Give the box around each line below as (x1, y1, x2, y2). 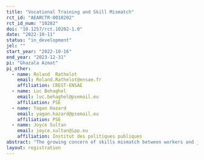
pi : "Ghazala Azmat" (6, 60, 59, 66)
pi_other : (6, 65, 32, 72)
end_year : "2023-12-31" (6, 54, 67, 60)
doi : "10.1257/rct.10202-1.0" (6, 26, 83, 32)
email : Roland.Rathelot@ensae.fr (17, 77, 102, 83)
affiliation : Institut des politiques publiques (17, 133, 143, 140)
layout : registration (6, 144, 61, 151)
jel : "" (6, 43, 26, 49)
